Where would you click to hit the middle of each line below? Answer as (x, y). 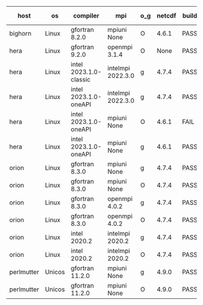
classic (80, 79)
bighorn (21, 34)
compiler (86, 16)
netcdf (166, 16)
